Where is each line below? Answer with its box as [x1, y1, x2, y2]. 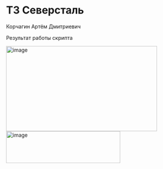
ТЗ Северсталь [6, 4, 84, 17]
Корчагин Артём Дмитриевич [6, 23, 81, 30]
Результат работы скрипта [6, 34, 73, 41]
